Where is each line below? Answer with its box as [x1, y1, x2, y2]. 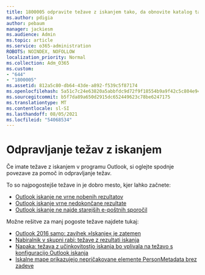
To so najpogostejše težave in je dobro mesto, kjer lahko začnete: [6, 181, 171, 189]
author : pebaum [6, 20, 45, 26]
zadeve [15, 262, 34, 270]
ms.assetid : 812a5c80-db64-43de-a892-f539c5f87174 [6, 83, 138, 89]
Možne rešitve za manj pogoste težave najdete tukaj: [6, 218, 139, 226]
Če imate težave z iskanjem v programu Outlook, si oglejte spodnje [6, 163, 174, 171]
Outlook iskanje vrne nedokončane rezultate [15, 199, 127, 207]
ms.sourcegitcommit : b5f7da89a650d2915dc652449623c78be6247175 [6, 94, 171, 100]
